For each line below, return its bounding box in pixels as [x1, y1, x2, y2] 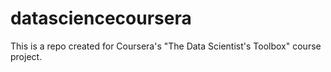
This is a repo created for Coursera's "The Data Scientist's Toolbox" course [10, 40, 322, 52]
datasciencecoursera [10, 7, 192, 30]
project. [10, 50, 43, 62]
